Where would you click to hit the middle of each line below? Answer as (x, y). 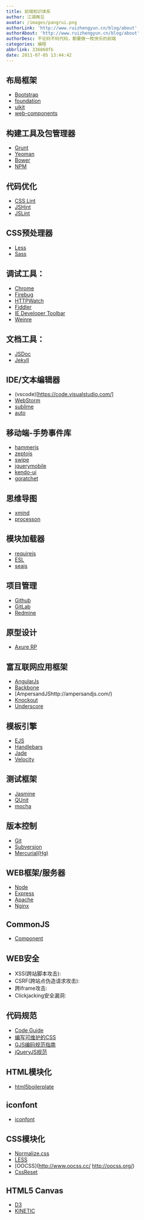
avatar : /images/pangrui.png (42, 22)
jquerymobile (30, 466)
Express (24, 894)
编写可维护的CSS (35, 1037)
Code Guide (29, 1030)
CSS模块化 (26, 1139)
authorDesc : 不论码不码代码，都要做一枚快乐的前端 (61, 39)
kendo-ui (25, 472)
